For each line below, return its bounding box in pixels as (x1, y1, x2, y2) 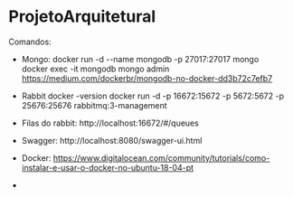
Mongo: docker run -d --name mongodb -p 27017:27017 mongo (21, 53, 260, 64)
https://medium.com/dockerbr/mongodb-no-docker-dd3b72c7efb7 (21, 72, 273, 83)
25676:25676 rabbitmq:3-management (21, 99, 168, 110)
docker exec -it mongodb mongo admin (21, 63, 170, 74)
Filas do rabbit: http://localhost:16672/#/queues (21, 117, 200, 128)
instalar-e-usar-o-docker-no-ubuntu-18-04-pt (21, 162, 194, 173)
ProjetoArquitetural (8, 6, 156, 27)
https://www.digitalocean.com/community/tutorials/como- (52, 152, 270, 164)
